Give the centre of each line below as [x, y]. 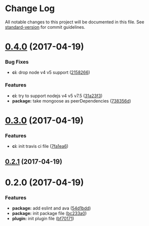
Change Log [30, 9]
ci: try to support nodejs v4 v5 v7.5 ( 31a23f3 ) [57, 96]
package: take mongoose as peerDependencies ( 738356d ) [72, 101]
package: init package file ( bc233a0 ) [49, 213]
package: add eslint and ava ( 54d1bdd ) [51, 208]
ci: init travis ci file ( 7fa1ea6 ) [40, 146]
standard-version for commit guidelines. [45, 27]
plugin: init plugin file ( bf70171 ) [43, 219]
